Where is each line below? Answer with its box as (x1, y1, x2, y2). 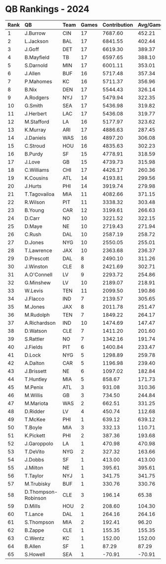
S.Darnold (24, 62, 48, 69)
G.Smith (24, 102, 43, 109)
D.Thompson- (24, 488, 58, 495)
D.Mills (24, 503, 41, 510)
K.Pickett (24, 432, 45, 439)
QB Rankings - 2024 (5, 3, 90, 15)
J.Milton (24, 464, 43, 471)
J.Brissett (24, 367, 47, 374)
